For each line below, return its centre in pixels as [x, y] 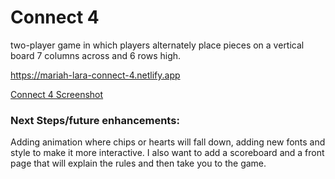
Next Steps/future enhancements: [95, 120]
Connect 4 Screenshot [57, 94]
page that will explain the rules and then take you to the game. [138, 163]
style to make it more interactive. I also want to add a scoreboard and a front [167, 153]
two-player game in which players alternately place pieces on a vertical [157, 45]
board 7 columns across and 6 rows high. [96, 55]
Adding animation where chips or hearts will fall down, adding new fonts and [168, 142]
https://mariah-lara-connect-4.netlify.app [95, 75]
